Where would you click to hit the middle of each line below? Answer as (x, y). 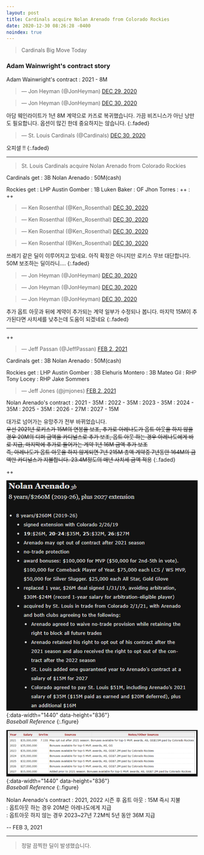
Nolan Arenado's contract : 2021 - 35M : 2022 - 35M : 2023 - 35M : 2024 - (100, 403)
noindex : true (24, 32)
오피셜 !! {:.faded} (28, 148)
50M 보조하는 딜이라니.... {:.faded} (48, 263)
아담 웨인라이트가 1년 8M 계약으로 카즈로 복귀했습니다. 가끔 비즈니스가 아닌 (95, 115)
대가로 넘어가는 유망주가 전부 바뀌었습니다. (57, 421)
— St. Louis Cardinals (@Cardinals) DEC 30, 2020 (83, 135)
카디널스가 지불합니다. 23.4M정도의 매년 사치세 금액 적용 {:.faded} (97, 459)
